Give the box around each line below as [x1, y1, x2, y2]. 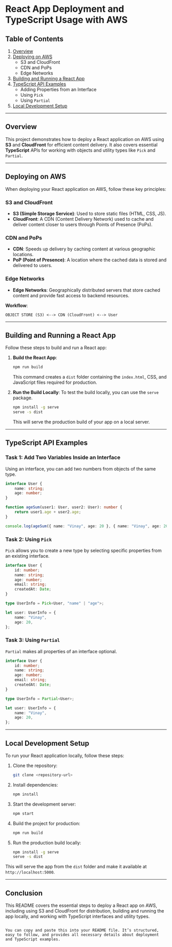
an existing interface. [5, 552, 50, 559]
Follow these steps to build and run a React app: [5, 345, 107, 351]
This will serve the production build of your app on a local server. [12, 419, 150, 425]
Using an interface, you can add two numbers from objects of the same [5, 466, 156, 472]
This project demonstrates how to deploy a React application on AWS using [5, 136, 164, 142]
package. [12, 395, 33, 401]
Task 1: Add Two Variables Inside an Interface [5, 454, 121, 461]
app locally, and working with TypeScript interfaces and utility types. [5, 914, 150, 920]
